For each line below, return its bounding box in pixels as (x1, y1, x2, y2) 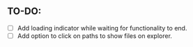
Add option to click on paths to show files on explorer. (17, 31, 173, 40)
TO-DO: (7, 6, 42, 17)
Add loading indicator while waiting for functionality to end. (17, 23, 187, 32)
